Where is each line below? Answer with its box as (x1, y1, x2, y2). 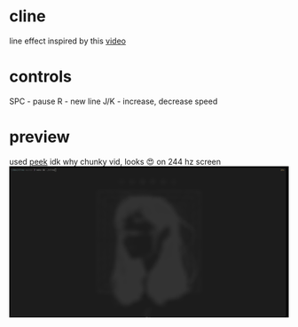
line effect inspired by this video (9, 35, 127, 46)
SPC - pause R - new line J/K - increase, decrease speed (9, 96, 218, 106)
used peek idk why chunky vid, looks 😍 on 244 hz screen (9, 156, 222, 167)
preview (9, 127, 71, 147)
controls (9, 66, 73, 87)
